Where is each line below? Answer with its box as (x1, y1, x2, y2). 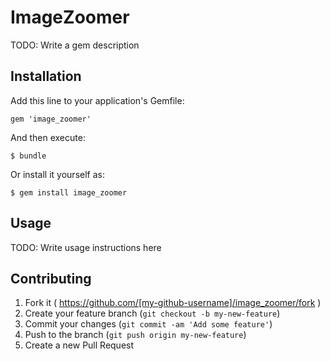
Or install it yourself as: (10, 168, 105, 180)
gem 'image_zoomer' (10, 114, 92, 124)
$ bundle (10, 151, 47, 161)
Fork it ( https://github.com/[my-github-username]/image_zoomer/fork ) (24, 297, 322, 309)
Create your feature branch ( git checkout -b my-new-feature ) (24, 307, 281, 320)
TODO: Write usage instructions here (10, 241, 162, 253)
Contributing (10, 270, 92, 287)
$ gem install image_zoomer (10, 187, 128, 198)
